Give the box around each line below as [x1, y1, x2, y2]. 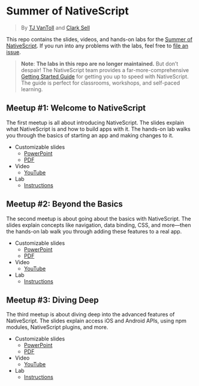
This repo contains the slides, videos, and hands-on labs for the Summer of [6, 35, 193, 43]
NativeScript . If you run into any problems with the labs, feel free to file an [6, 42, 189, 49]
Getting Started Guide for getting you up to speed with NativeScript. [20, 73, 189, 80]
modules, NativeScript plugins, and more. [6, 324, 108, 331]
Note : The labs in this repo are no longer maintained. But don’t [20, 60, 179, 67]
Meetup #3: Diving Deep [6, 295, 99, 305]
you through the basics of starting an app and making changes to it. [6, 131, 174, 139]
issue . [6, 48, 21, 55]
